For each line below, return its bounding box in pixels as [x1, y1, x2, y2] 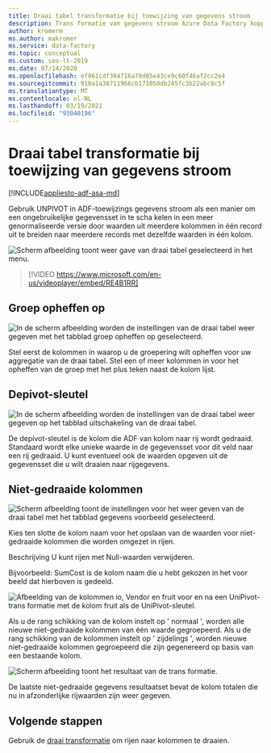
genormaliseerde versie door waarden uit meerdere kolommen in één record [8, 221, 262, 230]
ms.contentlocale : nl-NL [8, 95, 92, 103]
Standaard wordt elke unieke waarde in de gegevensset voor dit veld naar [8, 442, 253, 452]
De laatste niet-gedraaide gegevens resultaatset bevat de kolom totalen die [8, 682, 258, 692]
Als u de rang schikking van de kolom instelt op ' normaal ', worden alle [8, 616, 244, 626]
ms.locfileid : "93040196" [8, 110, 95, 118]
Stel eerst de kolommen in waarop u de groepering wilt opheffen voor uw [8, 347, 252, 356]
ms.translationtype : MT [8, 86, 89, 95]
